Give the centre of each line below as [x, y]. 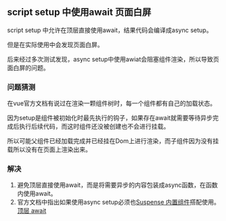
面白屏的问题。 [28, 68]
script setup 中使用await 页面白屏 [79, 12]
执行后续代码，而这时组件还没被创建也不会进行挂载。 [94, 127]
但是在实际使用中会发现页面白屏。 [55, 44]
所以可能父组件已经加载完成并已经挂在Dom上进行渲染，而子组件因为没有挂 [113, 141]
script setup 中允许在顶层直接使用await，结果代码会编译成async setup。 [110, 30]
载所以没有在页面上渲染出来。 [49, 150]
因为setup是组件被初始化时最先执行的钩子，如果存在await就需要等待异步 [110, 118]
